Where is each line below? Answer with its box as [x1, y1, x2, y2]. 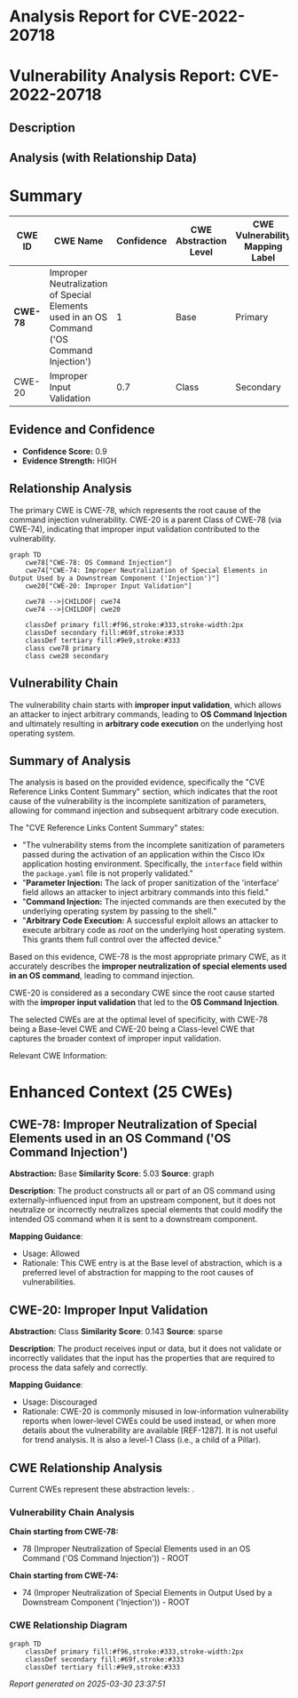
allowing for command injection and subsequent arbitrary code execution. [9, 805, 279, 816]
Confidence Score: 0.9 [21, 446, 108, 456]
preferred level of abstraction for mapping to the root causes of [21, 1267, 255, 1278]
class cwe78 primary [25, 643, 101, 653]
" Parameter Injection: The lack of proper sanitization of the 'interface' [21, 878, 279, 889]
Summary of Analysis [9, 753, 131, 769]
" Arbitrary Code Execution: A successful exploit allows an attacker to [21, 915, 278, 926]
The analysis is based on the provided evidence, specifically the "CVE [9, 777, 265, 788]
